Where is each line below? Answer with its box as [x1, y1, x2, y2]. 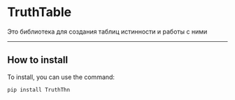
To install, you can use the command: [7, 73, 115, 81]
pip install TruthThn [7, 86, 71, 93]
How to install [7, 54, 69, 66]
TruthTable [7, 4, 72, 20]
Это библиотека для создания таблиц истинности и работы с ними [7, 27, 208, 36]
